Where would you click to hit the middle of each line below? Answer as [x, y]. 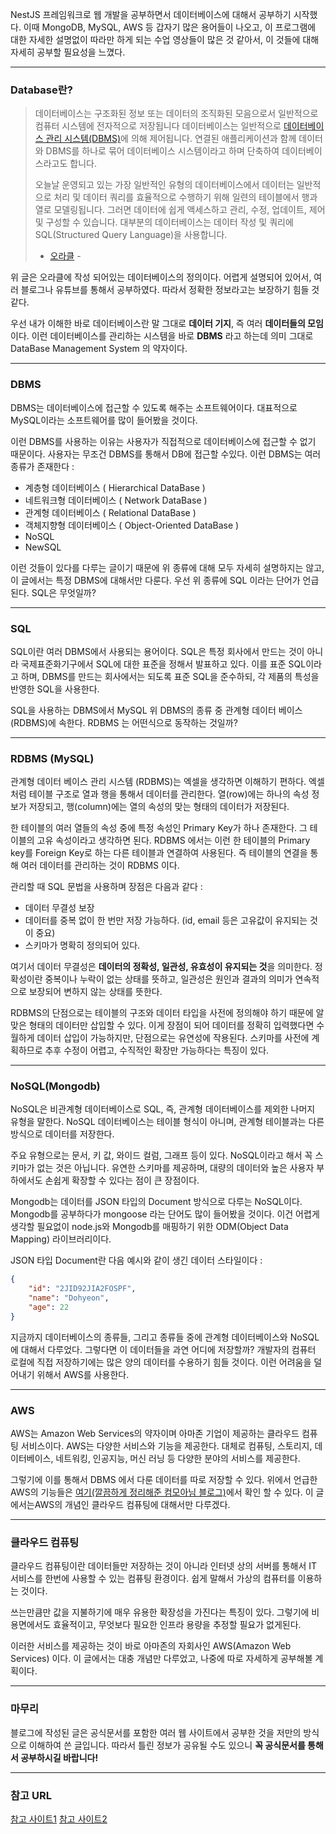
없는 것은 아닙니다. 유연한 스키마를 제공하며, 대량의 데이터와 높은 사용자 [175, 1168]
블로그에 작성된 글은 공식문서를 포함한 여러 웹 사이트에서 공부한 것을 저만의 [156, 1732]
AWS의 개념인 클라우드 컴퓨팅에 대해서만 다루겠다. [132, 1505]
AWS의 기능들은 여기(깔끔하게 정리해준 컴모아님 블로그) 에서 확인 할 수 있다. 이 [162, 1492]
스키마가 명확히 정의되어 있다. [82, 945]
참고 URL [31, 1795]
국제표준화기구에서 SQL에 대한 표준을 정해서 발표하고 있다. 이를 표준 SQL [163, 664]
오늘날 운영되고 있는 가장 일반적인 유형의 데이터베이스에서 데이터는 [164, 185]
